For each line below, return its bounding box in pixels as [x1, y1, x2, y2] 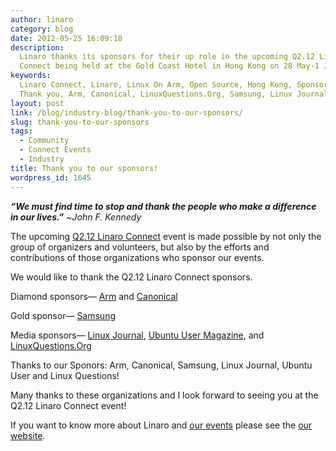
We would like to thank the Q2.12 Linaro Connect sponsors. [10, 271, 253, 283]
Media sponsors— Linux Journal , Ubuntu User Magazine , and [10, 329, 265, 341]
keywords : [10, 71, 52, 81]
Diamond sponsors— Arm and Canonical [10, 290, 178, 302]
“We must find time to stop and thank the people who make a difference [10, 200, 317, 212]
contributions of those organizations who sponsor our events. [10, 251, 265, 263]
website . [10, 429, 46, 441]
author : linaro [10, 14, 74, 25]
